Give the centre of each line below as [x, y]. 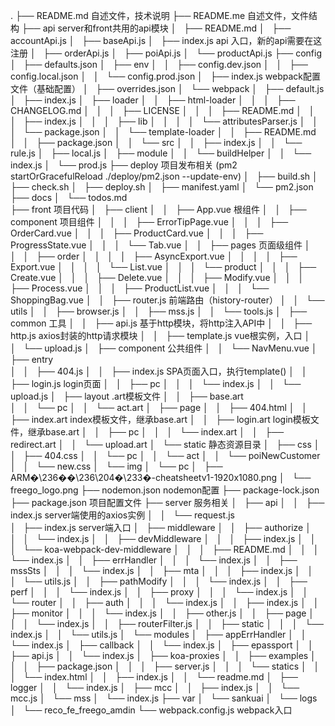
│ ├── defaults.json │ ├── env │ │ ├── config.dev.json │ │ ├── [159, 64]
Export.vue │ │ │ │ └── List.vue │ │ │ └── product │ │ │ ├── [163, 267]
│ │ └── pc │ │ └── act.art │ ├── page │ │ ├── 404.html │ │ [159, 407]
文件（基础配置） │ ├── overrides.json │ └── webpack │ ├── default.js [167, 88]
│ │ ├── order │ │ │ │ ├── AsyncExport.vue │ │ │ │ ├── [154, 256]
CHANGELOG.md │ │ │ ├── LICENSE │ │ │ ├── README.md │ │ [162, 110]
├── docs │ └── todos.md [69, 197]
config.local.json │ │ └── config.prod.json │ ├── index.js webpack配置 [166, 76]
